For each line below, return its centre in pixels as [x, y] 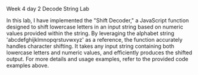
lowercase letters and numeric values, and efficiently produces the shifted [99, 53]
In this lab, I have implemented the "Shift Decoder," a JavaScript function [98, 20]
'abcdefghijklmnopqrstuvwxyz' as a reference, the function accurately [94, 40]
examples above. [28, 65]
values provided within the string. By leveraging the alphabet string [90, 33]
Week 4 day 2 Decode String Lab [48, 9]
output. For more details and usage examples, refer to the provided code [97, 59]
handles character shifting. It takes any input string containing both [90, 46]
